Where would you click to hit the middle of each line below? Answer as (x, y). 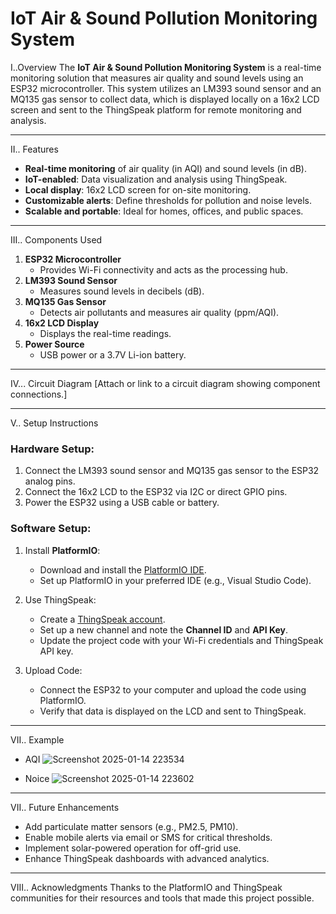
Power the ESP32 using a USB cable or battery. (122, 503)
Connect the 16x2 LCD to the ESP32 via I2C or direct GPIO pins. (156, 492)
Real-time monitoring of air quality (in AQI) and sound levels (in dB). (165, 168)
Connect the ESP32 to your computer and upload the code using (173, 689)
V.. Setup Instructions (54, 423)
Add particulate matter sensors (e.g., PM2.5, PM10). (131, 826)
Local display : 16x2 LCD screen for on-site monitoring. (138, 189)
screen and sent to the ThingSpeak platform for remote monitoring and (156, 109)
